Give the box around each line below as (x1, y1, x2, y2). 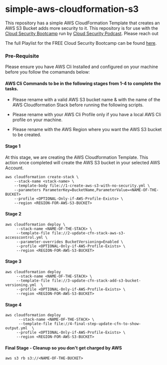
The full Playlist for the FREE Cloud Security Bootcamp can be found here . (5, 40, 157, 46)
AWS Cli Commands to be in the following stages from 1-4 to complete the (5, 80, 161, 86)
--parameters (14, 187, 41, 192)
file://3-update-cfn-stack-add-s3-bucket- (52, 278, 141, 284)
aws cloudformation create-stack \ (5, 174, 79, 179)
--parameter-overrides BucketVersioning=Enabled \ (16, 239, 123, 244)
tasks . (5, 85, 18, 91)
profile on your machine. (12, 117, 63, 123)
